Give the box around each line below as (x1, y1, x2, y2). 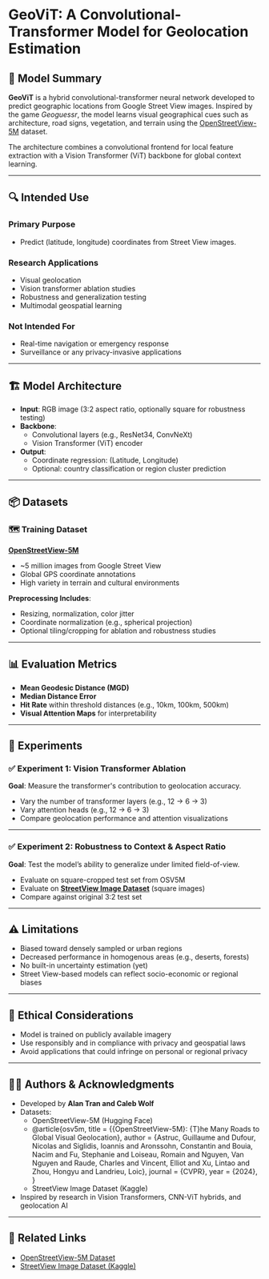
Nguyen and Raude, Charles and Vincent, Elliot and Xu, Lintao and (31, 1158, 251, 1168)
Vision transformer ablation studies (19, 283, 136, 293)
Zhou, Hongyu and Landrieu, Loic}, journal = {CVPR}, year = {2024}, (31, 1167, 258, 1177)
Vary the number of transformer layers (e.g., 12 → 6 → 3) (19, 796, 208, 806)
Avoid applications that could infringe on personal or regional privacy (19, 1047, 248, 1056)
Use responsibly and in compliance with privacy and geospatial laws (19, 1038, 246, 1048)
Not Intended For (8, 320, 75, 331)
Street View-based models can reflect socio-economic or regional (19, 969, 239, 979)
